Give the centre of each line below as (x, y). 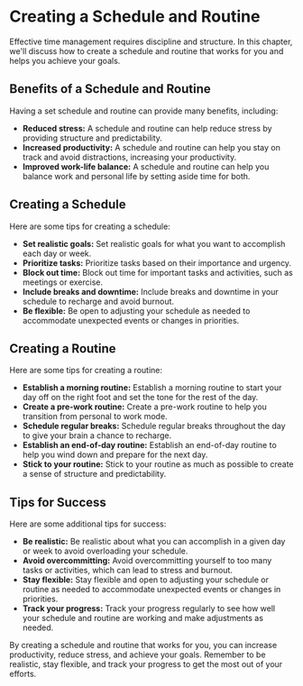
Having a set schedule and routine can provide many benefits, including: (144, 111)
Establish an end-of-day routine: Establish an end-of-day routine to (149, 445)
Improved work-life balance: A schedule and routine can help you (146, 166)
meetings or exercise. (63, 282)
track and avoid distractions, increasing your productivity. (129, 157)
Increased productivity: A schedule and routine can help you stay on (151, 147)
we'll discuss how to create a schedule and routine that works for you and (147, 50)
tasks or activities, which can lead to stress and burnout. (127, 571)
